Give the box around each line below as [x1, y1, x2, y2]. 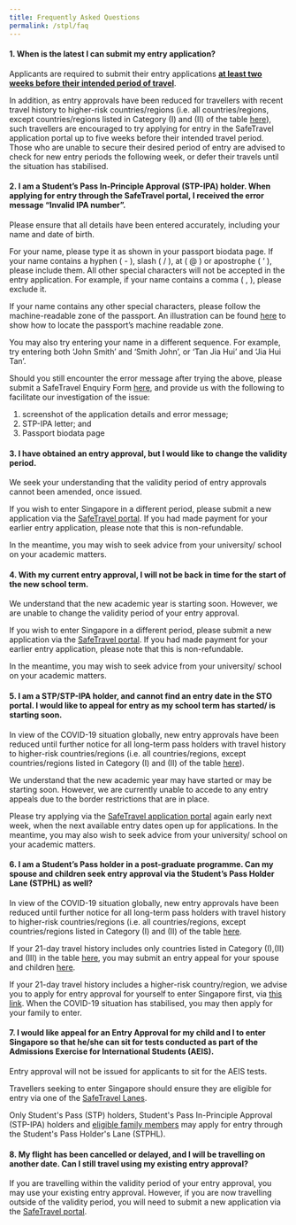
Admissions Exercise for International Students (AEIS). [9, 1046, 215, 1057]
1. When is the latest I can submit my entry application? [9, 49, 216, 59]
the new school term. [9, 578, 89, 589]
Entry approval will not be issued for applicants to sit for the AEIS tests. [9, 1066, 268, 1076]
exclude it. [9, 283, 47, 294]
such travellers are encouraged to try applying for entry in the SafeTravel [9, 123, 274, 134]
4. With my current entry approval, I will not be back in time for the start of [9, 569, 287, 580]
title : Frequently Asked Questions [9, 12, 140, 22]
